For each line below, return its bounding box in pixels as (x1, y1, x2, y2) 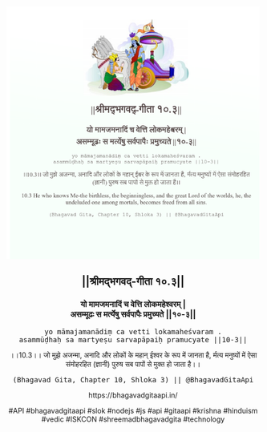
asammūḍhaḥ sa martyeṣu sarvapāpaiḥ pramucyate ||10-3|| (18, 335, 248, 344)
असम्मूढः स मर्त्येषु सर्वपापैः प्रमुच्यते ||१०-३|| (70, 309, 196, 320)
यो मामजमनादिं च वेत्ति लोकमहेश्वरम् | (79, 299, 187, 310)
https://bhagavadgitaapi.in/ (88, 390, 178, 400)
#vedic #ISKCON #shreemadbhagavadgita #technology (41, 414, 225, 424)
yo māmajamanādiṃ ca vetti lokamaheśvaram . (43, 327, 222, 336)
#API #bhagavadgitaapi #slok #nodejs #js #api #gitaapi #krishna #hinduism (8, 406, 258, 415)
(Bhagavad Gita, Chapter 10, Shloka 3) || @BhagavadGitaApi (12, 375, 254, 384)
